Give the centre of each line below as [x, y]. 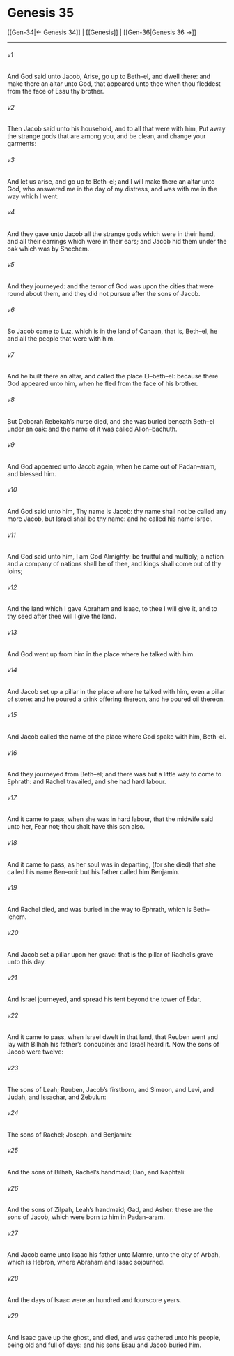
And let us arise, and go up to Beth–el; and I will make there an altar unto [111, 181]
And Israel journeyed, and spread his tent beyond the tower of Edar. [104, 999]
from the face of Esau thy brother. [56, 91]
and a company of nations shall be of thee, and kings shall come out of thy [114, 564]
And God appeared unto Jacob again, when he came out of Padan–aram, [112, 466]
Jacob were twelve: [36, 1052]
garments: [22, 144]
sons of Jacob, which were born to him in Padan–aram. [86, 1217]
